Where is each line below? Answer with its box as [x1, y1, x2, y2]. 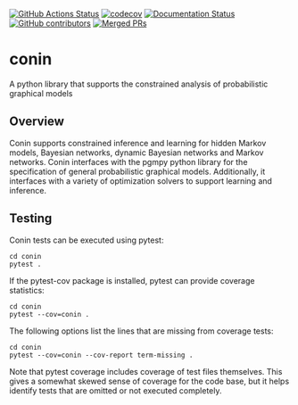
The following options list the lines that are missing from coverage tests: [9, 326, 274, 336]
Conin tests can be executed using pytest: [9, 235, 164, 245]
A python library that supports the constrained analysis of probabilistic [9, 79, 269, 89]
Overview [9, 114, 65, 129]
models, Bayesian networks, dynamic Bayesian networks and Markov [9, 147, 264, 158]
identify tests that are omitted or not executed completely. [9, 384, 222, 396]
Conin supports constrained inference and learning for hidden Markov [9, 137, 267, 148]
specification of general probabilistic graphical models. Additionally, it [9, 166, 266, 177]
